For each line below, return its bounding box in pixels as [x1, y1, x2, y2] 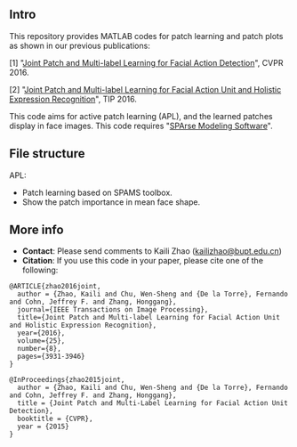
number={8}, [17, 345, 62, 354]
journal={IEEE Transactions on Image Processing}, [17, 305, 209, 314]
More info [9, 223, 64, 238]
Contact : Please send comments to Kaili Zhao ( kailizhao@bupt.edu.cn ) [21, 246, 283, 256]
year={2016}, [17, 329, 66, 337]
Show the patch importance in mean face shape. [21, 196, 201, 207]
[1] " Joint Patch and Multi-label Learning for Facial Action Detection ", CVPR [9, 57, 284, 68]
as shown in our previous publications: [9, 40, 151, 51]
